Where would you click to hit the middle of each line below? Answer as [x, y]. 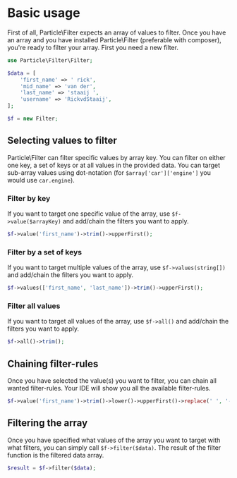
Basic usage [44, 13]
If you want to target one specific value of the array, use [89, 214]
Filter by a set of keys [45, 252]
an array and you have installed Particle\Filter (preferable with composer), [115, 39]
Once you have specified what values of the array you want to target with [114, 440]
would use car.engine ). [41, 180]
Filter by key [29, 198]
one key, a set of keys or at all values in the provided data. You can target [114, 165]
